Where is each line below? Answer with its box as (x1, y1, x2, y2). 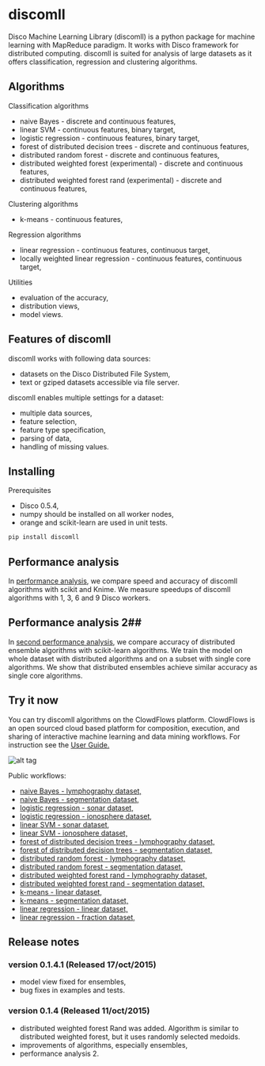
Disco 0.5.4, (19, 501, 59, 510)
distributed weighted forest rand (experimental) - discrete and (19, 175, 222, 185)
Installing (8, 464, 55, 478)
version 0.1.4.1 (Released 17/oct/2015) (8, 959, 157, 970)
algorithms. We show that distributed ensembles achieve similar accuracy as (8, 662, 258, 671)
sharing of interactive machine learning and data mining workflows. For (8, 732, 240, 741)
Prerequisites (8, 486, 51, 495)
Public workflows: (8, 770, 66, 780)
